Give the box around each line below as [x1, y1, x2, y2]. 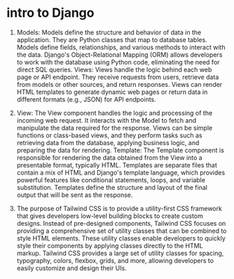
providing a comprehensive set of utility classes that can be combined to [16, 226, 227, 235]
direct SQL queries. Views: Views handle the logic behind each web [16, 65, 212, 74]
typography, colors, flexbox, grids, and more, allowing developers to [16, 256, 214, 264]
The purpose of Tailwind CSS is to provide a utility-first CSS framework [16, 204, 222, 212]
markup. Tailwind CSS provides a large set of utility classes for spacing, [16, 249, 224, 257]
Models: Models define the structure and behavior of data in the [16, 28, 202, 36]
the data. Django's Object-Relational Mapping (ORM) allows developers [16, 50, 223, 59]
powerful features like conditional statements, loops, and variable [16, 175, 206, 184]
